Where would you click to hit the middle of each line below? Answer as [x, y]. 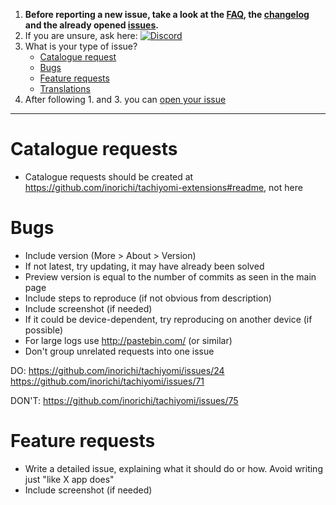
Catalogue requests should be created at [109, 176]
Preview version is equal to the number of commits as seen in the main [170, 276]
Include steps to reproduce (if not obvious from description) [148, 298]
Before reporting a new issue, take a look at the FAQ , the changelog [167, 14]
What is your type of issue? [81, 46]
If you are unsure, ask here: [81, 35]
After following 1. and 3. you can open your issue [125, 99]
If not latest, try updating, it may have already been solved [144, 266]
